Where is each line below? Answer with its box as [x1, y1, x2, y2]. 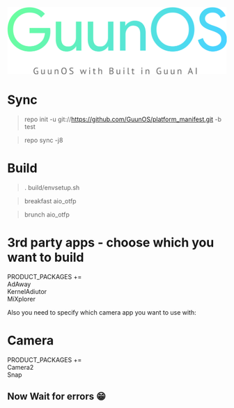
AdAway [7, 280, 31, 288]
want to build [7, 250, 84, 265]
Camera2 [7, 363, 34, 371]
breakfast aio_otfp [24, 196, 77, 205]
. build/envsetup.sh [24, 183, 80, 191]
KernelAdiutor [7, 287, 47, 295]
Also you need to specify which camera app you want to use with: [7, 308, 196, 316]
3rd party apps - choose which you [7, 235, 214, 251]
